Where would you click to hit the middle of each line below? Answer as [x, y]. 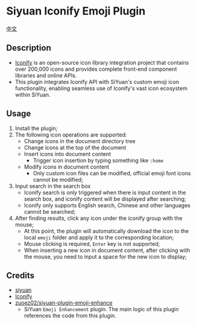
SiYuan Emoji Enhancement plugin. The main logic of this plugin [101, 309]
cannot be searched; [50, 211]
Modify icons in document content [67, 167]
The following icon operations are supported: [71, 135]
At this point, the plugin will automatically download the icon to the [106, 231]
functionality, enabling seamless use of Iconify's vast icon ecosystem [101, 88]
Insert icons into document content [67, 154]
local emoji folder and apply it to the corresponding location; [99, 237]
